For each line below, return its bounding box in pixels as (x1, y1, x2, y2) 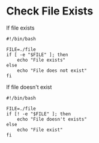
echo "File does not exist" (17, 68, 87, 74)
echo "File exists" (17, 57, 66, 63)
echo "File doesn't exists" (17, 116, 87, 122)
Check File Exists (6, 4, 94, 18)
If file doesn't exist (6, 83, 52, 91)
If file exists (6, 24, 35, 31)
